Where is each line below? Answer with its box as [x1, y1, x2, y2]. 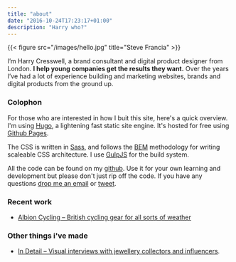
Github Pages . [7, 129, 49, 137]
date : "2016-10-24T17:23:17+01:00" [7, 17, 113, 24]
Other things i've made [7, 231, 88, 241]
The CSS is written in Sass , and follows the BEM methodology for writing [7, 142, 220, 151]
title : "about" [7, 10, 53, 18]
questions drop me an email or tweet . [7, 179, 117, 187]
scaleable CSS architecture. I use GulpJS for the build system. [7, 150, 190, 159]
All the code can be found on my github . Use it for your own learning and [7, 164, 221, 172]
